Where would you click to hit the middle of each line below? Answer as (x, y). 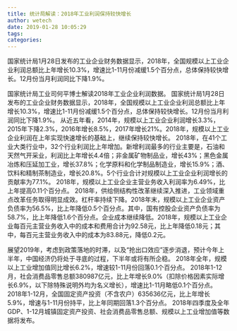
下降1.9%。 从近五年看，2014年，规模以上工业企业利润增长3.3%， (123, 120)
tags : (15, 34)
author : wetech (30, 20)
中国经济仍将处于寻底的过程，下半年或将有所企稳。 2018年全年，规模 (126, 259)
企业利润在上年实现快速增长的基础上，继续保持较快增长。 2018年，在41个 (114, 138)
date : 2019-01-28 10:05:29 (47, 27)
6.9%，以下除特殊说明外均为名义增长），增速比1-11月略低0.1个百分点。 (115, 285)
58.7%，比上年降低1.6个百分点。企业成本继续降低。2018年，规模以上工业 (114, 217)
